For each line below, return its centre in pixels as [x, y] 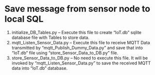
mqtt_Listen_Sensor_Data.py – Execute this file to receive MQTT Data [81, 42]
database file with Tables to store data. [50, 37]
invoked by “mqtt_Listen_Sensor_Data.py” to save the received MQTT [81, 63]
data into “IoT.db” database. [39, 68]
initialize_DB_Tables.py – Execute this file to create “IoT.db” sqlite [77, 32]
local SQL [24, 19]
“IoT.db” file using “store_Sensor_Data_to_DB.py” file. [65, 53]
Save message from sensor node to [77, 9]
